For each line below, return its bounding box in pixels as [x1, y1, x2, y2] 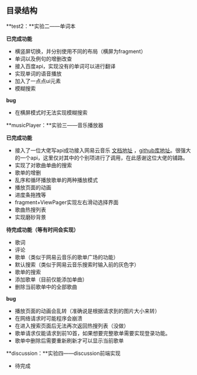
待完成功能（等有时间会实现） [6, 226, 79, 233]
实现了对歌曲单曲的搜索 [14, 161, 72, 169]
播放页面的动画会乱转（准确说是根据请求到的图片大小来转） [14, 307, 160, 314]
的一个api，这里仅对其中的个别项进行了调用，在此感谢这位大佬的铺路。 [14, 154, 188, 161]
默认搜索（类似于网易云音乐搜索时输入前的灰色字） [14, 260, 140, 268]
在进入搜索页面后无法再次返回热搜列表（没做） [14, 322, 129, 329]
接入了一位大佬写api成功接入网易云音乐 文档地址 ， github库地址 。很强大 [14, 147, 191, 154]
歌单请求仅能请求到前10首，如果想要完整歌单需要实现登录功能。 [14, 329, 171, 336]
